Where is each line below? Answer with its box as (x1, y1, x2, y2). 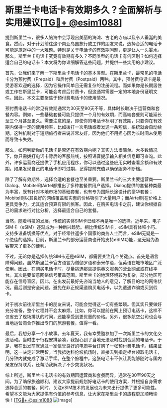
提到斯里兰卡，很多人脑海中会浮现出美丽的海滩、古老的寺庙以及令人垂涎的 (5, 34, 158, 40)
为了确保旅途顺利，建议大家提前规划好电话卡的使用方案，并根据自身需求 (13, 378, 162, 384)
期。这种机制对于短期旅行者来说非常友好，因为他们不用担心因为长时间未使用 (5, 130, 162, 136)
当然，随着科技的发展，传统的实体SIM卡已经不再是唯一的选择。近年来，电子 (5, 217, 162, 224)
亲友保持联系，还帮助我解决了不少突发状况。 (5, 361, 97, 367)
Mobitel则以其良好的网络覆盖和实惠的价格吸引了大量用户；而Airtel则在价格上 (5, 195, 162, 201)
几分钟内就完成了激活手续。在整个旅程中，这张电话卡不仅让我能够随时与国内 (5, 355, 162, 361)
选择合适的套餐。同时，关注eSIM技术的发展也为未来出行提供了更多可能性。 (5, 384, 160, 391)
